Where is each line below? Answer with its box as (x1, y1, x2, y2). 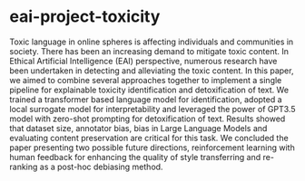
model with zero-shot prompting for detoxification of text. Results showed (9, 113, 286, 124)
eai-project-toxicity (9, 6, 161, 27)
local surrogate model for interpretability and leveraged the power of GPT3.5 (9, 103, 296, 114)
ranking (9, 161, 38, 172)
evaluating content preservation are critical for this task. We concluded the (9, 132, 289, 143)
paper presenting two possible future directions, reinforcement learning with (9, 142, 295, 153)
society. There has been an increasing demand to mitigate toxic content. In (9, 45, 289, 56)
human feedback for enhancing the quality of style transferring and (9, 151, 261, 162)
